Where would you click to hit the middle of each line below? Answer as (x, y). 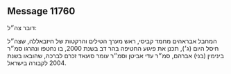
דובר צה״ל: (22, 27)
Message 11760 (41, 11)
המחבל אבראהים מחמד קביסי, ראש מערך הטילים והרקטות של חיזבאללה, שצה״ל (112, 41)
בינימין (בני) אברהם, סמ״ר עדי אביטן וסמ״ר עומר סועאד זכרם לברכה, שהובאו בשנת (115, 56)
